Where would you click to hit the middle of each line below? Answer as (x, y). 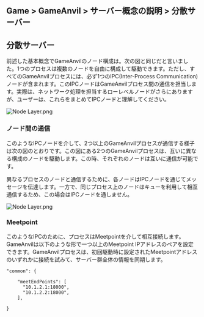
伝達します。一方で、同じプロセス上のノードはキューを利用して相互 (113, 187)
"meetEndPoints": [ (42, 282)
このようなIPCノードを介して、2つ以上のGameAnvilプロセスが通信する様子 (100, 143)
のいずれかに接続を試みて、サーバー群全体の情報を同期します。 (86, 259)
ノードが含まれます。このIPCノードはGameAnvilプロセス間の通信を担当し (99, 84)
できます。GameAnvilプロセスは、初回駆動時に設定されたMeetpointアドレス (102, 252)
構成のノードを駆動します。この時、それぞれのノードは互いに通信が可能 (102, 158)
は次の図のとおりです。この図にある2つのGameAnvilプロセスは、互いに (96, 151)
